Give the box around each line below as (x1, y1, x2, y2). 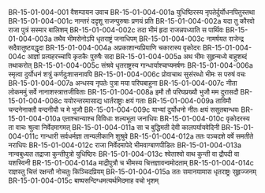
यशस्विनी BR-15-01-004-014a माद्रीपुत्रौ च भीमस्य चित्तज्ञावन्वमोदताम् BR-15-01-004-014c (8, 158, 255, 167)
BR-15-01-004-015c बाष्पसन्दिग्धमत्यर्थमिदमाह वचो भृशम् (8, 176, 159, 185)
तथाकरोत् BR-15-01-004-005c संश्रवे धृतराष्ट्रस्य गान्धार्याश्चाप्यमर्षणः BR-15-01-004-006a (8, 61, 254, 70)
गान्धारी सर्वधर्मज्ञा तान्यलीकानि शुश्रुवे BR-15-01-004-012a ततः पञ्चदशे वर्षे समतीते (40, 132, 254, 141)
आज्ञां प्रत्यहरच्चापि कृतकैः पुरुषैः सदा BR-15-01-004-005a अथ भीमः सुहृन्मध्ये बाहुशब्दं (27, 52, 247, 61)
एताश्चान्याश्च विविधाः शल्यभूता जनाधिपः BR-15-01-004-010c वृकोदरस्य (62, 114, 250, 123)
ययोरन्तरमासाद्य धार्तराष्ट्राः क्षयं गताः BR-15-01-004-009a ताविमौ (63, 96, 231, 106)
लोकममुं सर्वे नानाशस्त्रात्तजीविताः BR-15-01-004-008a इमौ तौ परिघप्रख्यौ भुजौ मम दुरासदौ (8, 87, 239, 96)
